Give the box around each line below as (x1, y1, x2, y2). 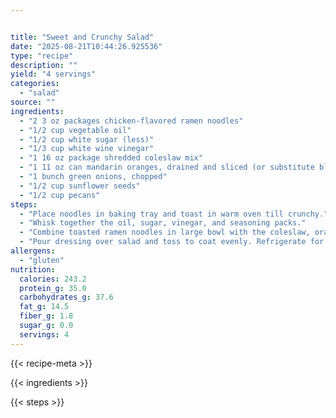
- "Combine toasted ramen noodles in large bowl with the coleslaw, (19, 227, 311, 238)
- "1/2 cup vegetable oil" (19, 125, 132, 135)
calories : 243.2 (19, 274, 87, 284)
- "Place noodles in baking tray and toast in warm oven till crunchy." (19, 209, 329, 219)
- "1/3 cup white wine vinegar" (19, 144, 155, 154)
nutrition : (10, 264, 56, 275)
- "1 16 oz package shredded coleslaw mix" (19, 153, 203, 163)
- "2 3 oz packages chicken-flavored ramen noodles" (19, 116, 244, 126)
